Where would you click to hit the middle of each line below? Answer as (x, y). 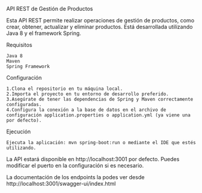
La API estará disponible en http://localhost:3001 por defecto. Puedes (93, 159)
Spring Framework (28, 66)
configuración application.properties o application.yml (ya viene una (98, 115)
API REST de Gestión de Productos (50, 9)
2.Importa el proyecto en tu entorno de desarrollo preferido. (88, 94)
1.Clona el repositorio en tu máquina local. (64, 89)
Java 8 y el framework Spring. (44, 33)
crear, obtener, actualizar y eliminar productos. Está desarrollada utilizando (99, 27)
